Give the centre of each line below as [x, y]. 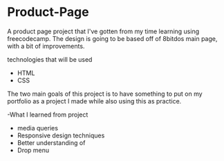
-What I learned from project [48, 115]
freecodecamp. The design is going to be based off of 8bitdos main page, [112, 38]
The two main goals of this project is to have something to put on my [105, 94]
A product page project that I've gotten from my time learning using [103, 31]
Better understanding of [51, 142]
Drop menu [33, 150]
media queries [38, 128]
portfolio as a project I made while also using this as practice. [94, 101]
